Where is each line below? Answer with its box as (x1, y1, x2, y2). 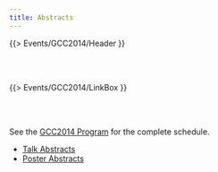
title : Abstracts (9, 13, 74, 22)
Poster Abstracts (21, 153, 85, 164)
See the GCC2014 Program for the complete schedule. (9, 126, 210, 137)
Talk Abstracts (21, 143, 76, 154)
